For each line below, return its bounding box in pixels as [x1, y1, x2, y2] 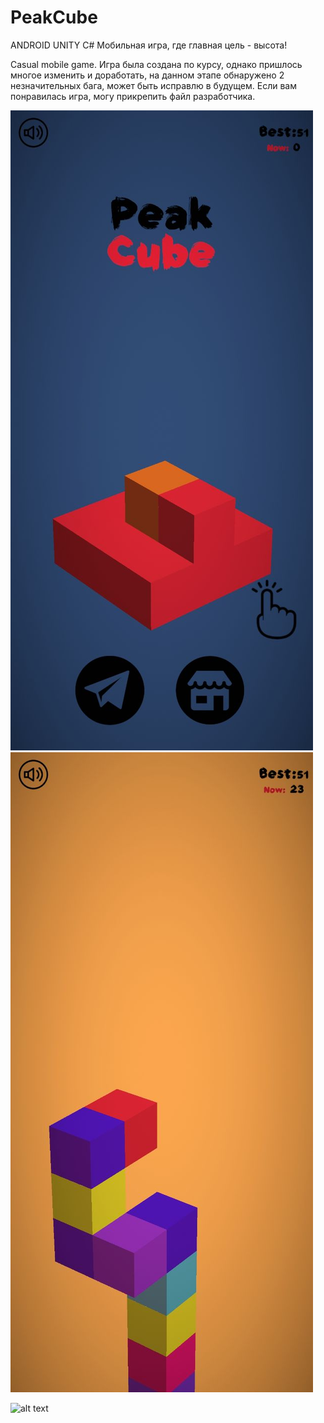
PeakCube [10, 6, 98, 29]
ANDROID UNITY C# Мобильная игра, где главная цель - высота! [10, 39, 288, 51]
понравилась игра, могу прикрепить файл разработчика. [10, 90, 256, 102]
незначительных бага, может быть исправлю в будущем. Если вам [10, 79, 297, 91]
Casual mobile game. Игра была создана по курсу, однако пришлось [10, 58, 303, 70]
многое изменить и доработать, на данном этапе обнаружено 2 [10, 69, 285, 81]
